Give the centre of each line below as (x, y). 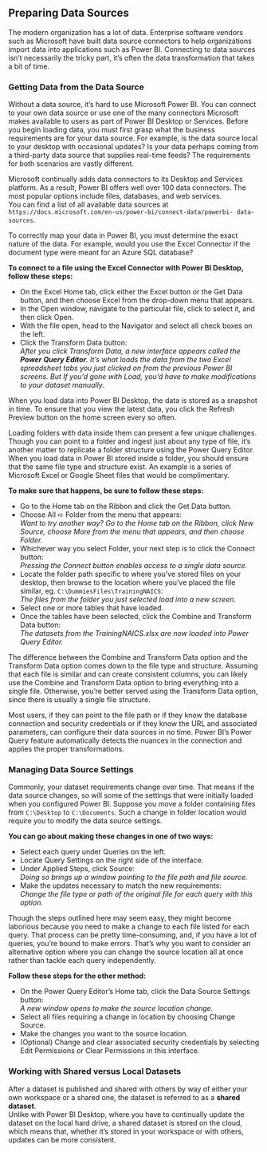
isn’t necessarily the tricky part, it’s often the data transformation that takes (132, 57)
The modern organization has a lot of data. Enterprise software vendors (126, 32)
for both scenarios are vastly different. (71, 164)
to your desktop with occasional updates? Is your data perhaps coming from (133, 147)
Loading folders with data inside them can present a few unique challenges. (133, 433)
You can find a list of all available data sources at (88, 205)
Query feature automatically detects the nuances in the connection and (125, 740)
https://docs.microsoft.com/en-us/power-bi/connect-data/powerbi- (121, 212)
